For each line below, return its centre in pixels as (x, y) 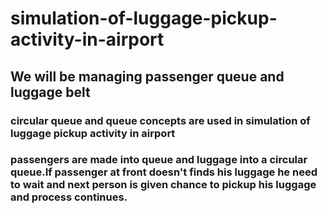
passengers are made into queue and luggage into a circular (159, 160)
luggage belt (50, 92)
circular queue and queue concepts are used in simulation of (160, 120)
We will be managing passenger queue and (147, 76)
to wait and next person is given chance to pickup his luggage (163, 185)
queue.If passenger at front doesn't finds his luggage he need (164, 172)
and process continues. (69, 197)
